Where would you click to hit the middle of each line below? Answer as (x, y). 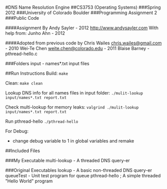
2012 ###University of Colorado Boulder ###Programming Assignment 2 (81, 13)
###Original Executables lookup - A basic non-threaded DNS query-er (79, 170)
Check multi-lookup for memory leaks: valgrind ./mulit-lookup (72, 107)
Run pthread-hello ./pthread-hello (42, 121)
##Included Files (23, 151)
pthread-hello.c (22, 54)
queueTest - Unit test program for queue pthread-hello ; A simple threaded (83, 176)
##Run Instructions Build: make (37, 73)
